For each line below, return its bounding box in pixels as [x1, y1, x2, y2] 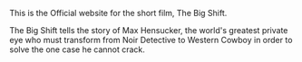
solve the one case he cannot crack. [9, 44, 145, 55]
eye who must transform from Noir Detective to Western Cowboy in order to [9, 35, 293, 45]
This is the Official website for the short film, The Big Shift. [9, 8, 228, 18]
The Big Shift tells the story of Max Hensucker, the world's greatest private [9, 25, 288, 35]
